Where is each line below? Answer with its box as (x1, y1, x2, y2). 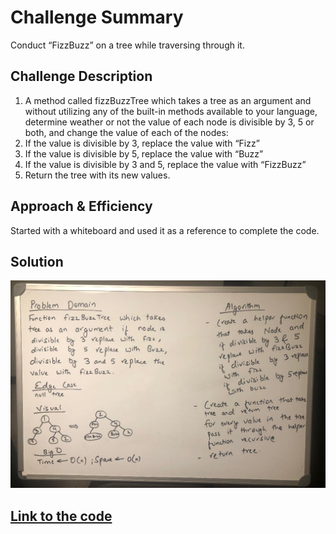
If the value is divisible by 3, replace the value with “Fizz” (24, 137, 260, 149)
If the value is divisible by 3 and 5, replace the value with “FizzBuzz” (24, 158, 307, 170)
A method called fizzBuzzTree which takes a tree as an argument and (24, 94, 312, 106)
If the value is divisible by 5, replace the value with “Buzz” (24, 147, 264, 160)
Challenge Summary (10, 6, 184, 29)
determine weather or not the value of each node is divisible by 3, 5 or (24, 116, 315, 128)
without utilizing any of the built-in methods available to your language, (24, 105, 318, 117)
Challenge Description (10, 68, 153, 85)
